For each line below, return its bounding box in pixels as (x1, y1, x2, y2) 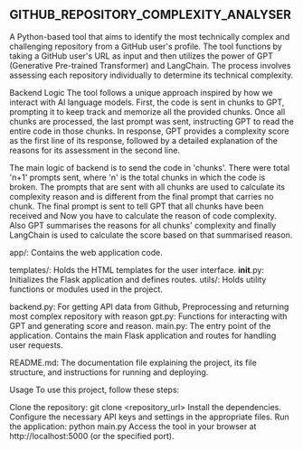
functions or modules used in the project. (9, 284, 163, 295)
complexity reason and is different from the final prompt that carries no (9, 191, 274, 202)
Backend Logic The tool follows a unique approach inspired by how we (9, 87, 273, 98)
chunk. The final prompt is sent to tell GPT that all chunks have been (9, 201, 264, 211)
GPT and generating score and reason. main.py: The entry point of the (9, 320, 271, 331)
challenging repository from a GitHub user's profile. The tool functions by (9, 41, 282, 52)
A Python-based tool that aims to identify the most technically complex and (9, 31, 290, 42)
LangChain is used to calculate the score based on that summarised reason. (9, 230, 293, 240)
